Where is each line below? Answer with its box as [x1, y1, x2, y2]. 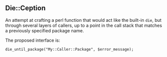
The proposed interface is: [5, 37, 60, 43]
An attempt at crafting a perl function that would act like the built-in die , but [5, 17, 162, 23]
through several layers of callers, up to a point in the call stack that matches [5, 22, 162, 28]
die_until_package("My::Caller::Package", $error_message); [5, 47, 134, 52]
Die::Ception [5, 4, 46, 12]
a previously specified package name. [5, 27, 85, 34]
